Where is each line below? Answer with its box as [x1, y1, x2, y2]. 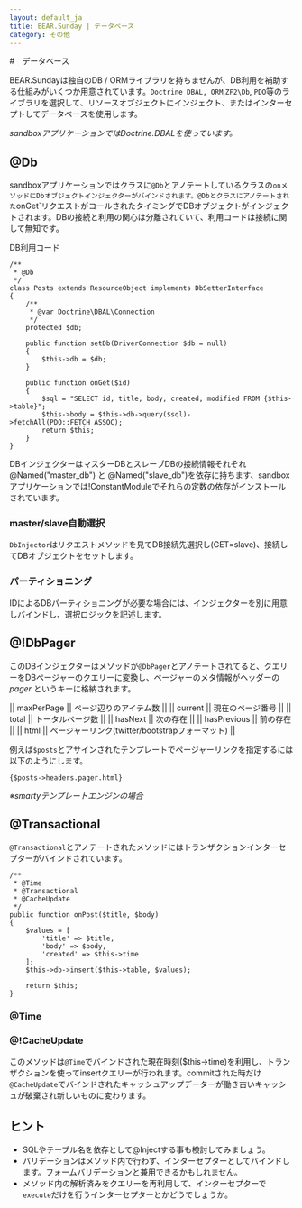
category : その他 [9, 30, 70, 39]
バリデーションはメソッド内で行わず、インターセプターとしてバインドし [22, 1156, 291, 1167]
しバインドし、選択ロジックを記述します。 [9, 609, 167, 619]
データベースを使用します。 [40, 109, 142, 120]
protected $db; [25, 324, 83, 333]
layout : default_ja [9, 13, 83, 23]
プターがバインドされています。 [9, 853, 128, 864]
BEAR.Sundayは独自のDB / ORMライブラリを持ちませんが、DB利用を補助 [9, 75, 281, 86]
